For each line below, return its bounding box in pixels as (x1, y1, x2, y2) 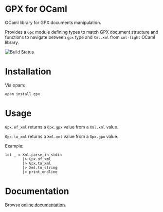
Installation (5, 66, 52, 77)
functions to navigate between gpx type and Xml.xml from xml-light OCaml (5, 34, 156, 40)
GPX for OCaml (5, 3, 67, 15)
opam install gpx (5, 91, 40, 96)
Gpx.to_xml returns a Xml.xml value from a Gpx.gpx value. (5, 133, 119, 139)
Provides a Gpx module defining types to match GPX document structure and (5, 29, 159, 35)
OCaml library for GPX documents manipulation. (5, 20, 101, 25)
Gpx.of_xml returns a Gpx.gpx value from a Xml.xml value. (5, 124, 119, 130)
